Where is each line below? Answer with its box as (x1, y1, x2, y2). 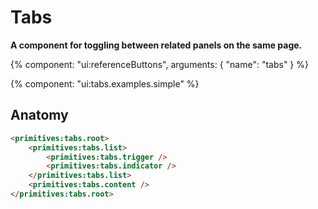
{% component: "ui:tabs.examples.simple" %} (10, 77, 200, 90)
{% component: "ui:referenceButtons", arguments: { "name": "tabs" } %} (10, 58, 309, 70)
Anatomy (10, 107, 69, 124)
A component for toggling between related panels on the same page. (10, 39, 303, 51)
